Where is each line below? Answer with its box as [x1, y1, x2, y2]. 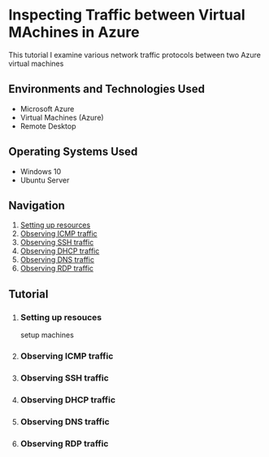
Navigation [8, 198, 65, 213]
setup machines [20, 330, 75, 340]
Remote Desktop [20, 121, 76, 131]
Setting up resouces [20, 311, 102, 323]
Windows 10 [20, 166, 62, 176]
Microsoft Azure [20, 103, 75, 113]
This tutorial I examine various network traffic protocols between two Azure [8, 50, 262, 59]
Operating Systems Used [8, 145, 138, 159]
